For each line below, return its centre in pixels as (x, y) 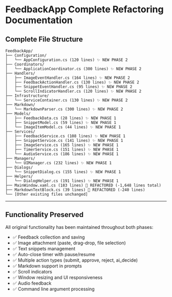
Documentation (39, 20)
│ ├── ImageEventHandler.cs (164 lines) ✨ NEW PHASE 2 (68, 78)
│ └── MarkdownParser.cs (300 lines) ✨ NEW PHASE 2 (64, 109)
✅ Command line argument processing (53, 289)
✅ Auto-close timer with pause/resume (54, 254)
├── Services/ (20, 132)
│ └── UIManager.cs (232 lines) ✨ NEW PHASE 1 (58, 163)
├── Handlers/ (20, 73)
